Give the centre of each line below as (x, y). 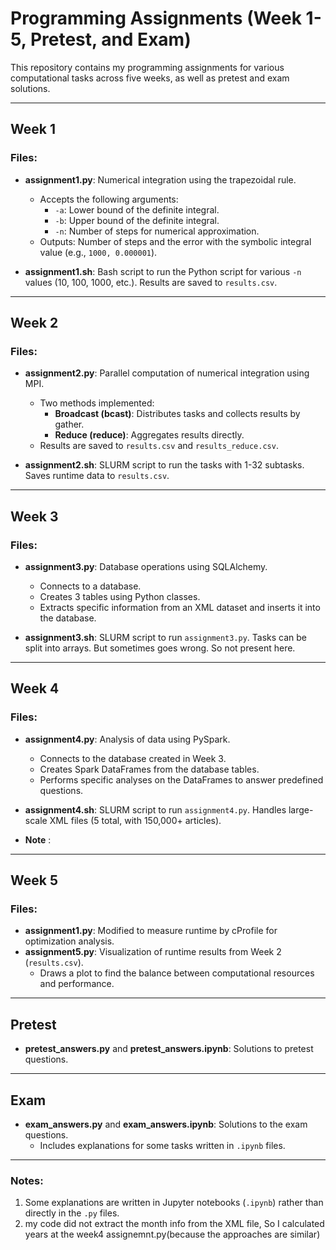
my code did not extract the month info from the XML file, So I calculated (174, 1224)
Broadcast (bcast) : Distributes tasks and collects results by (177, 414)
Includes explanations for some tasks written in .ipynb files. (162, 1145)
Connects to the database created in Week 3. (133, 758)
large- (301, 809)
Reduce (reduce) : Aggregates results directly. (149, 435)
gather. (69, 424)
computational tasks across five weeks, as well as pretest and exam (150, 78)
